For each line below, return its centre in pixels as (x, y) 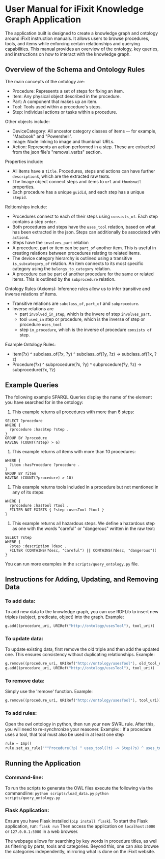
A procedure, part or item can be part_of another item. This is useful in (84, 248)
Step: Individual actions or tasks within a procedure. (65, 112)
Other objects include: (27, 121)
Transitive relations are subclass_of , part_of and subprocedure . (76, 303)
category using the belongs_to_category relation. (62, 268)
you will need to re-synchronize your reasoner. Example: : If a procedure (78, 729)
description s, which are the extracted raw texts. (61, 176)
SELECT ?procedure (24, 421)
